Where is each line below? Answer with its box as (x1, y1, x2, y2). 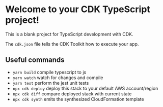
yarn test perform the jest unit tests (12, 80, 89, 86)
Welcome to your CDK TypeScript (5, 4, 150, 15)
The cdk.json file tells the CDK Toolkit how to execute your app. (5, 41, 139, 47)
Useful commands (5, 56, 65, 64)
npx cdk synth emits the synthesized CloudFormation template (12, 96, 144, 102)
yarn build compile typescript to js (12, 69, 87, 75)
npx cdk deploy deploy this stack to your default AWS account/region (12, 85, 158, 91)
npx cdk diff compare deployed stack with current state (12, 90, 132, 97)
